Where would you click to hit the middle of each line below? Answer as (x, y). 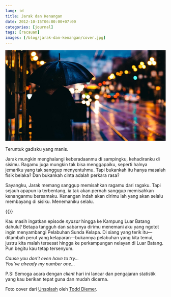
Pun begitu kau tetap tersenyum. (39, 248)
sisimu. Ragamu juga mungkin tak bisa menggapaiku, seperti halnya (76, 164)
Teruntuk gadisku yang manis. (37, 149)
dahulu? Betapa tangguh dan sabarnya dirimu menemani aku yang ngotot (82, 226)
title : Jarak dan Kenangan (34, 16)
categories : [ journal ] (29, 27)
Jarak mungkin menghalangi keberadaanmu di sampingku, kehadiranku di (83, 159)
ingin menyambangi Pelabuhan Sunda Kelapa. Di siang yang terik (73, 232)
